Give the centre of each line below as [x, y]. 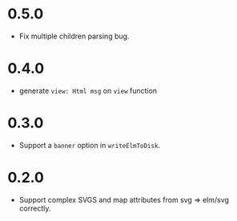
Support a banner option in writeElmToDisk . [90, 145]
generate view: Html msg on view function [88, 90]
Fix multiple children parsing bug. [74, 36]
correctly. [35, 208]
